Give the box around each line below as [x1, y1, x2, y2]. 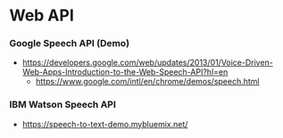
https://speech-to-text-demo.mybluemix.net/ [21, 118, 188, 129]
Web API [9, 5, 74, 26]
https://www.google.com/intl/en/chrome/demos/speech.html [35, 77, 261, 87]
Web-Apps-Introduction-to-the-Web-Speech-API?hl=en [21, 67, 229, 77]
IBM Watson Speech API [9, 99, 116, 111]
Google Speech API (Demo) [9, 37, 130, 50]
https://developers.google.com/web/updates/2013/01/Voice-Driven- [21, 57, 274, 68]
